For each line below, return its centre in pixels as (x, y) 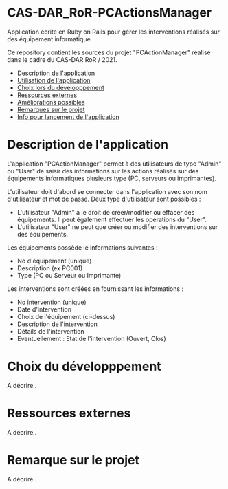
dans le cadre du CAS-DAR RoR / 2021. (62, 59)
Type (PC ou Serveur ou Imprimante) (69, 275)
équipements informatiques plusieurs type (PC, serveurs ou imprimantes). (112, 178)
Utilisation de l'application (54, 80)
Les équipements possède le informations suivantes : (82, 247)
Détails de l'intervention (50, 331)
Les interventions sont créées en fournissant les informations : (95, 289)
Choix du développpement (84, 367)
